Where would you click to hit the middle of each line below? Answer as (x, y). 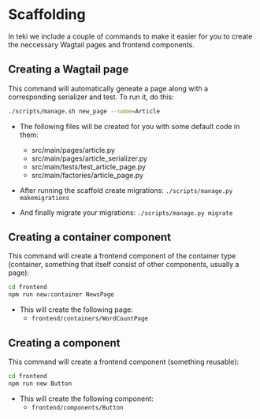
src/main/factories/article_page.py (87, 175)
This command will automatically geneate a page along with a (108, 88)
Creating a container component (90, 237)
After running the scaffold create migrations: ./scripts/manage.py (126, 190)
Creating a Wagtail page (69, 70)
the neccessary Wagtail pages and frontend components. (101, 44)
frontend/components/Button (77, 407)
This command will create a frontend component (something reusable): (124, 362)
